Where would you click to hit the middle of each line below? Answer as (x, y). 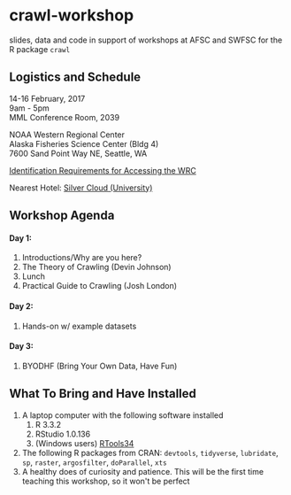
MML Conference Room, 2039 (65, 117)
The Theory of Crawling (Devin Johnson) (96, 267)
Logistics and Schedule (75, 77)
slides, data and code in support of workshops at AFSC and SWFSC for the (146, 40)
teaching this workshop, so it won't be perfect (106, 481)
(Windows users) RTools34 (84, 443)
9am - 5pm (30, 108)
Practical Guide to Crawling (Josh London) (100, 286)
